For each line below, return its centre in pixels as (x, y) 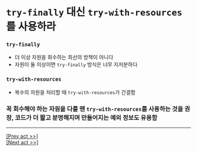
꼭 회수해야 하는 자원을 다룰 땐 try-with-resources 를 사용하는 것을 (95, 109)
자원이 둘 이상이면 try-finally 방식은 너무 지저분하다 (76, 64)
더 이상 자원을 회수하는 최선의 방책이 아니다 (64, 57)
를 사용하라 (31, 27)
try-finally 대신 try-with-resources (94, 12)
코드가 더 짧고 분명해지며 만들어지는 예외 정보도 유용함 (86, 118)
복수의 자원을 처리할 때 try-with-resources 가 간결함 (75, 92)
